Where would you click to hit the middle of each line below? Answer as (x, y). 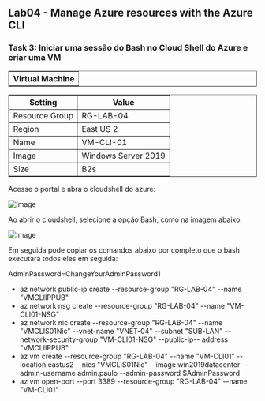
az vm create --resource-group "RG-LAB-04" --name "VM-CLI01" (127, 356)
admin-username (48, 373)
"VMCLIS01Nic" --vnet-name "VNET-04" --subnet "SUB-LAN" (121, 331)
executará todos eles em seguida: (63, 258)
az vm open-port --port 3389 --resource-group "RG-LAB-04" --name (133, 381)
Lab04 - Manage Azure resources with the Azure (131, 13)
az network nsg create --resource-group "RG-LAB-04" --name (122, 305)
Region (26, 129)
